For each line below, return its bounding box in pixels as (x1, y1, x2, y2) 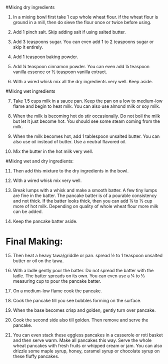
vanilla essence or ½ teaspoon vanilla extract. (12, 69, 107, 75)
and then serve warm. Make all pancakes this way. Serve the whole (12, 337, 152, 343)
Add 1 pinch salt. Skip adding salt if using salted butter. (12, 29, 126, 35)
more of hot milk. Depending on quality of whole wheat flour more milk (12, 203, 159, 209)
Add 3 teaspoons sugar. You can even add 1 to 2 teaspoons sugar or (12, 39, 154, 45)
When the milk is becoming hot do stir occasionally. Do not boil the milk (12, 113, 160, 119)
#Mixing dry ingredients (5, 5, 55, 10)
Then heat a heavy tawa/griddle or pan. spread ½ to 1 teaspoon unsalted (12, 252, 163, 258)
